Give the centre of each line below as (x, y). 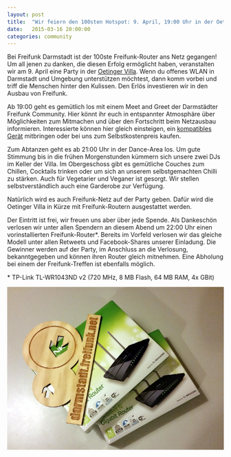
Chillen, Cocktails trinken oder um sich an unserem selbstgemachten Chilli (112, 172)
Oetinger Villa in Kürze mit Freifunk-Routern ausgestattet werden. (100, 207)
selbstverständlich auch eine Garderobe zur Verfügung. (86, 186)
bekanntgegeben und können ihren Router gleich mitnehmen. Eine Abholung (115, 257)
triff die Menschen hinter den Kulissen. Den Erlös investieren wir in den (108, 86)
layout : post (26, 14)
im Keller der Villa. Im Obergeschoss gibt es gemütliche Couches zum (106, 164)
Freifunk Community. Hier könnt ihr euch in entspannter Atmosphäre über (111, 114)
